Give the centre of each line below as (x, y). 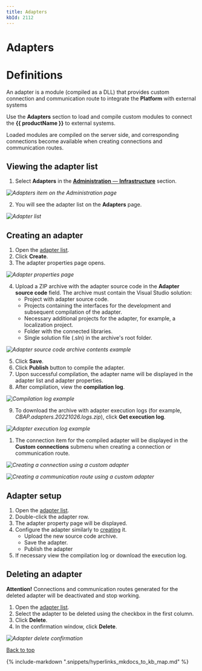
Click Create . (31, 256)
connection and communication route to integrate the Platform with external (101, 98)
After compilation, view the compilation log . (70, 387)
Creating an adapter (45, 235)
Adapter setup (34, 496)
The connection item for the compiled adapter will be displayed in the (101, 440)
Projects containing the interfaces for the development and (97, 306)
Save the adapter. (46, 543)
